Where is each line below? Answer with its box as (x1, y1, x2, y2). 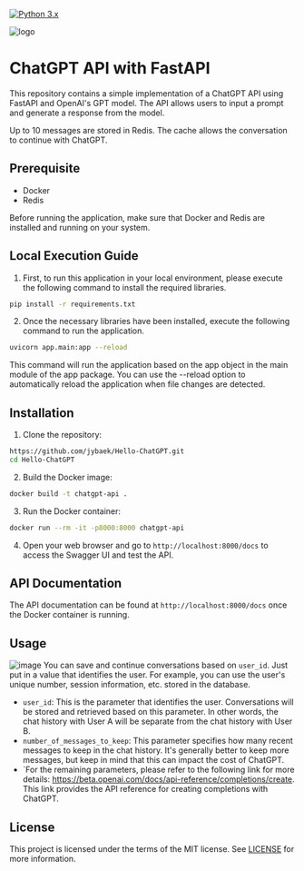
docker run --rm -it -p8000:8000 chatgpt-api (9, 523, 184, 532)
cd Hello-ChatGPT (9, 455, 75, 464)
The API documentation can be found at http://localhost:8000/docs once (9, 599, 288, 610)
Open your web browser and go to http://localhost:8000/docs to (22, 539, 270, 550)
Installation (9, 405, 74, 421)
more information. (9, 854, 76, 865)
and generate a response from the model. (9, 107, 165, 118)
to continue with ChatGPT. (9, 134, 108, 145)
